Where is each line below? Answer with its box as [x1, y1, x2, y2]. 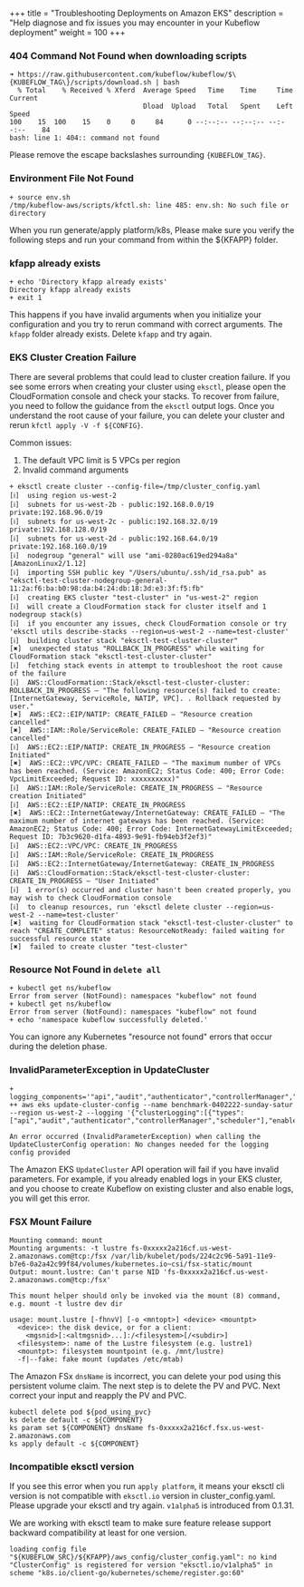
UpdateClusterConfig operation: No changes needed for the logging [9, 1140, 270, 1149]
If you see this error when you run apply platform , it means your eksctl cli [9, 1481, 285, 1492]
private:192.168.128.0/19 [9, 525, 107, 534]
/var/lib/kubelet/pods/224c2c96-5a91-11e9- [109, 1251, 278, 1261]
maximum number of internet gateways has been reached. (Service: [9, 816, 265, 826]
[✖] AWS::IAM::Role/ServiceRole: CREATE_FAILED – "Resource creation [9, 725, 281, 735]
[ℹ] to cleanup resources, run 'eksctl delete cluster [9, 902, 223, 912]
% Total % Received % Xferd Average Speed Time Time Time [17, 86, 294, 95]
